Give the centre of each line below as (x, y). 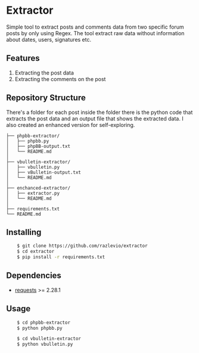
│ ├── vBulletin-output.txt (44, 172)
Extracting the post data (44, 73)
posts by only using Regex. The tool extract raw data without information (95, 33)
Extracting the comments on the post (60, 79)
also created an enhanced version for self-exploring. (71, 125)
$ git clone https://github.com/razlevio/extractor (82, 246)
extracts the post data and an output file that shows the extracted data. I (95, 118)
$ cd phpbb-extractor (43, 323)
